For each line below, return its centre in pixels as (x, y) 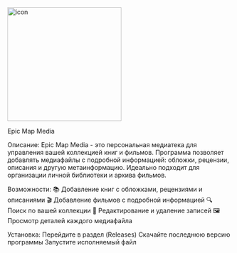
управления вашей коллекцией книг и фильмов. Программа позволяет (116, 152)
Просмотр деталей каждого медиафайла (70, 221)
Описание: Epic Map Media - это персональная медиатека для (102, 145)
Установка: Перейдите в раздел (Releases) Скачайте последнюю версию (119, 235)
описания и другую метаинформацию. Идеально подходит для (104, 167)
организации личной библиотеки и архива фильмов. (87, 175)
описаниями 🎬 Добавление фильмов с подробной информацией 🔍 (110, 200)
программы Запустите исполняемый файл (72, 242)
